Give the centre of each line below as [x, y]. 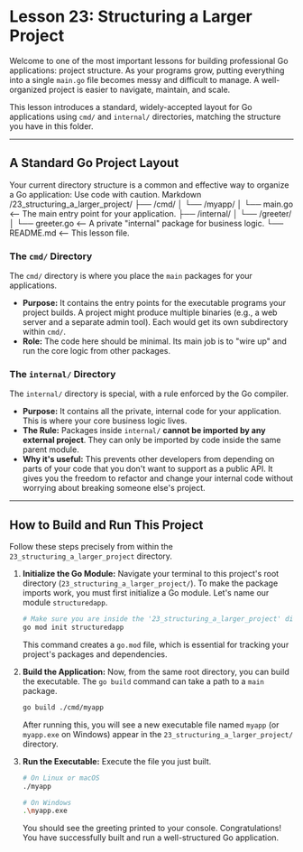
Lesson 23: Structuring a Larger [131, 17]
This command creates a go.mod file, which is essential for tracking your [156, 644]
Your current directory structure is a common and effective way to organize [149, 185]
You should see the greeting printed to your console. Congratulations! [152, 829]
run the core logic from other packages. [96, 351]
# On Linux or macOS [61, 778]
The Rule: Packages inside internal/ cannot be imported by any [144, 431]
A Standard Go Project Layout [94, 163]
